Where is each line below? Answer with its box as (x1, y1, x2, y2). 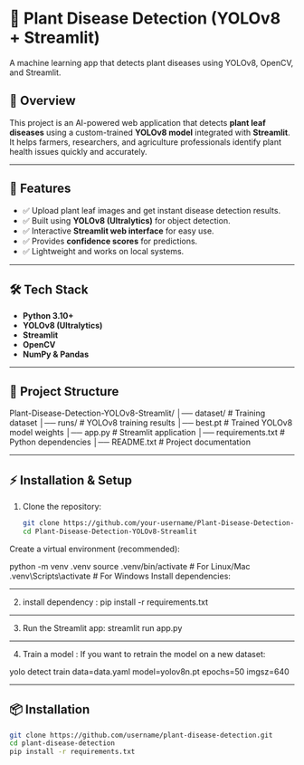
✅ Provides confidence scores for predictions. (22, 235, 198, 246)
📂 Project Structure (9, 384, 119, 399)
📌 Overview (9, 93, 76, 109)
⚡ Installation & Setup (9, 473, 133, 488)
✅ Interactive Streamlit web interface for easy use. (22, 225, 214, 236)
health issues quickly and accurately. (9, 146, 147, 157)
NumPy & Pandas (22, 349, 90, 360)
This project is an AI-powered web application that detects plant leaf (9, 117, 266, 128)
